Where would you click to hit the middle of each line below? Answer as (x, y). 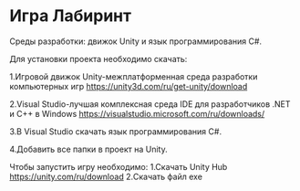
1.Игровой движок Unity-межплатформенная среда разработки (134, 76)
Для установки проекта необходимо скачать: (98, 58)
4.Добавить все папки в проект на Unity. (88, 149)
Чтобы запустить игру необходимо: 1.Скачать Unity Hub (119, 166)
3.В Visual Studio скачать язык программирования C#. (115, 131)
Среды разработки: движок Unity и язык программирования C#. (136, 41)
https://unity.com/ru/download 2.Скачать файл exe (106, 176)
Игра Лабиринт (71, 16)
